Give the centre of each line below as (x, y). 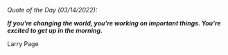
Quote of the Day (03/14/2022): (52, 10)
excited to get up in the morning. (55, 31)
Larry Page (23, 44)
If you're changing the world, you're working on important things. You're (114, 23)
